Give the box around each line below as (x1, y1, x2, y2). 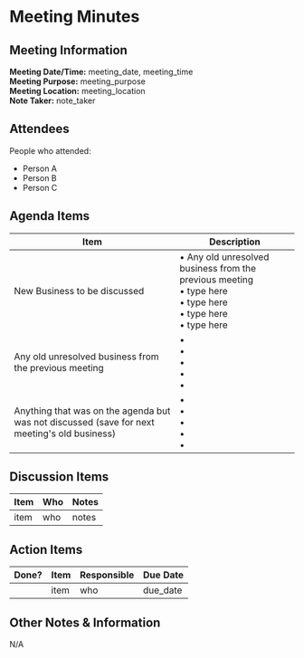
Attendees (9, 121, 70, 137)
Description (209, 235, 261, 248)
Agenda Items (9, 208, 90, 224)
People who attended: (9, 145, 92, 156)
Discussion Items (9, 469, 109, 485)
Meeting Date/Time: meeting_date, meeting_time (9, 66, 194, 77)
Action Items (9, 541, 83, 558)
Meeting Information (9, 43, 128, 58)
